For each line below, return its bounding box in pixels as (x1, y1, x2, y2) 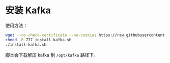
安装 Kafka (5, 5, 51, 16)
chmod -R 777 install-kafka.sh (5, 37, 72, 42)
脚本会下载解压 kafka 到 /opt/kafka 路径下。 (5, 52, 98, 58)
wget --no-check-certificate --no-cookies (5, 33, 97, 38)
